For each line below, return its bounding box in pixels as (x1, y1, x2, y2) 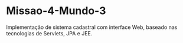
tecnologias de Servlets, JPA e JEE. (6, 29, 93, 37)
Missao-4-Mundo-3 (6, 4, 106, 18)
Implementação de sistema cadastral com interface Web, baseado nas (6, 24, 178, 31)
